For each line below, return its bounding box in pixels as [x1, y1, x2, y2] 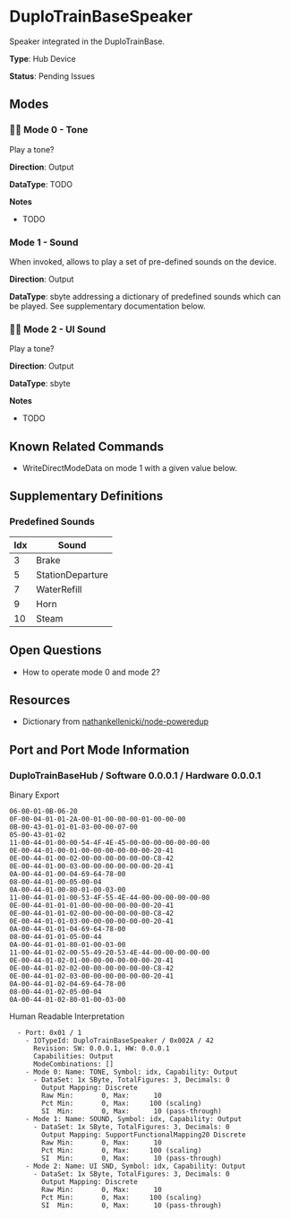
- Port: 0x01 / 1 [17, 1029, 82, 1038]
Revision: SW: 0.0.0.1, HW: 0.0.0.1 [32, 1044, 170, 1053]
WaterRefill [35, 583, 82, 596]
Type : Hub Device [9, 53, 76, 64]
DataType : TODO [9, 178, 73, 189]
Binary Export [9, 789, 60, 800]
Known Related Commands [9, 439, 164, 454]
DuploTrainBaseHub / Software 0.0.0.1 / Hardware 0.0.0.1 [9, 769, 261, 781]
